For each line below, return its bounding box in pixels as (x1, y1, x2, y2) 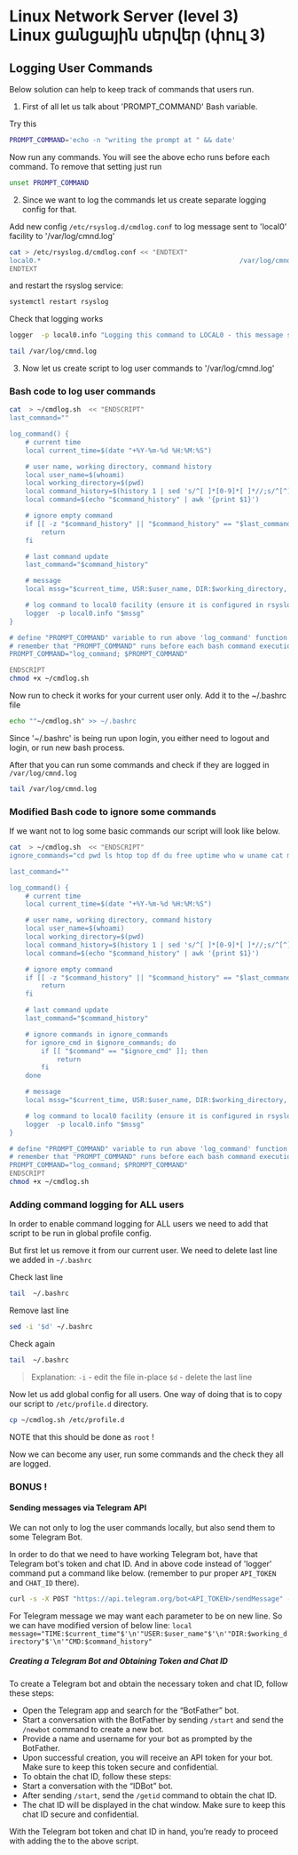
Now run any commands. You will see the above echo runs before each (9, 151, 271, 162)
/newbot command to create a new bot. (21, 1723, 164, 1734)
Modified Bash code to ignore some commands (9, 805, 217, 818)
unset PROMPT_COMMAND (9, 178, 90, 188)
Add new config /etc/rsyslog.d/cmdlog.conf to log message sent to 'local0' (9, 220, 287, 232)
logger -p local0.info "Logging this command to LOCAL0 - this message (9, 331, 284, 340)
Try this (9, 118, 37, 129)
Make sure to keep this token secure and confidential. (21, 1762, 219, 1772)
